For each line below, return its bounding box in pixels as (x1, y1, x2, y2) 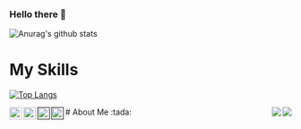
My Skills (9, 60, 79, 80)
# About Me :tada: (65, 107, 132, 117)
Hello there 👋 (9, 8, 67, 21)
